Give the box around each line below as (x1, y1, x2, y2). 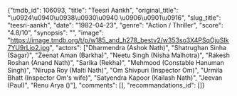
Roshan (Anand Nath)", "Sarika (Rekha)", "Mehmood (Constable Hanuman (7, 59, 224, 66)
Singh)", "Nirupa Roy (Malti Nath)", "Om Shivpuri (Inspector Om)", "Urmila (7, 66, 223, 74)
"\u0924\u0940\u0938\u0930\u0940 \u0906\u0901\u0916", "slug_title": (7, 13, 221, 22)
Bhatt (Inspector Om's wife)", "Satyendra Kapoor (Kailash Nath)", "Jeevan (7, 73, 223, 82)
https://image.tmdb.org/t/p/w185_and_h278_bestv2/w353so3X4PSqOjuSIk (10, 36, 229, 44)
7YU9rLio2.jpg (7, 44, 50, 52)
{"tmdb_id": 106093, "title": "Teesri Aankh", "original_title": (7, 6, 179, 14)
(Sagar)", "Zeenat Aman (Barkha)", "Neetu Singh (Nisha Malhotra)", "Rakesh (7, 51, 230, 59)
